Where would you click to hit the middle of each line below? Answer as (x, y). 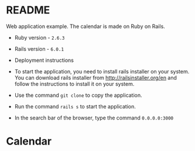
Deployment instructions (44, 60)
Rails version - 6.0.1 (39, 49)
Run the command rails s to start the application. (75, 106)
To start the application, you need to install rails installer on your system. (102, 71)
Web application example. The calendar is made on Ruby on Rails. (85, 26)
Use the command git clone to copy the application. (78, 95)
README (28, 10)
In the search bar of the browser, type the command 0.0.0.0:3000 (94, 118)
